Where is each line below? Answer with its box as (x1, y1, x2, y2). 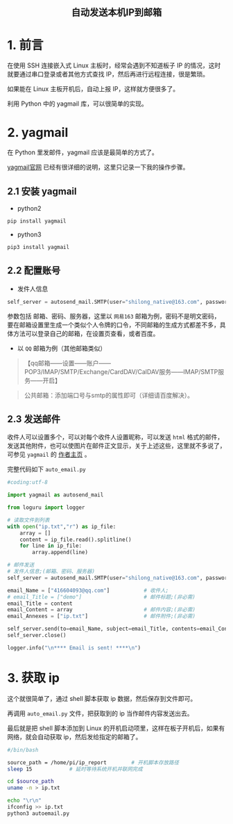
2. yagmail (7, 124, 69, 140)
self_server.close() (7, 632, 67, 639)
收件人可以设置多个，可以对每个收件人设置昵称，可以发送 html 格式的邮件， (7, 433, 224, 442)
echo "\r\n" (7, 797, 42, 805)
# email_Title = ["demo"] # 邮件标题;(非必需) (7, 593, 196, 600)
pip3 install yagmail (7, 243, 70, 250)
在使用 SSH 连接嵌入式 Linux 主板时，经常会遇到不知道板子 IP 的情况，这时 (7, 61, 221, 70)
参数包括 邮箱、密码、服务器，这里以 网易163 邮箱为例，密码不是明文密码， (7, 312, 221, 320)
